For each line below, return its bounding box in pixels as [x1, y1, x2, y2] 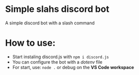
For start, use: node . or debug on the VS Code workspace [12, 64, 135, 70]
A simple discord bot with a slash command [5, 20, 95, 26]
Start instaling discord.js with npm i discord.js [12, 54, 109, 60]
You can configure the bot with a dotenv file [12, 59, 103, 65]
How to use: [5, 37, 56, 49]
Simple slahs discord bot [5, 3, 110, 15]
